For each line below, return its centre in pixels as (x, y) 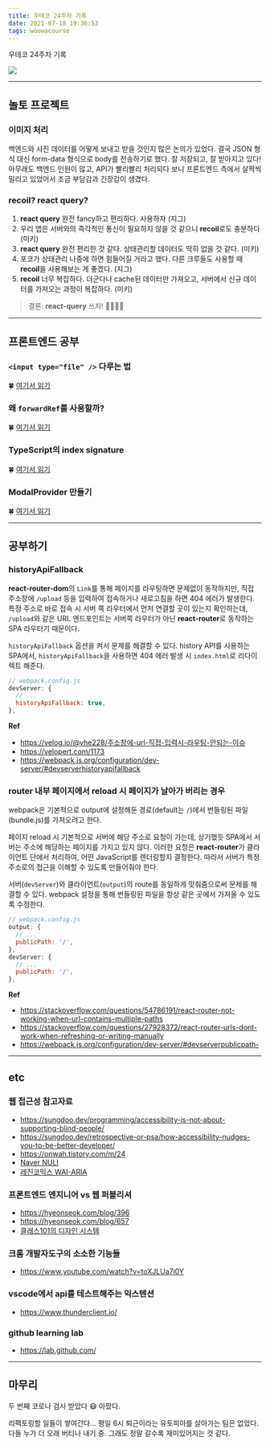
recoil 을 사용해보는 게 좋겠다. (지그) (76, 269)
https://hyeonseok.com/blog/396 (75, 1213)
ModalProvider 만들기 (50, 492)
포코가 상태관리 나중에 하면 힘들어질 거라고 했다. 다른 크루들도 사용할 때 (131, 259)
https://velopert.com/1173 (62, 751)
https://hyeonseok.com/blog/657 (75, 1222)
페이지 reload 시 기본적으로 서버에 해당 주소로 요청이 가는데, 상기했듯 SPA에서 (131, 837)
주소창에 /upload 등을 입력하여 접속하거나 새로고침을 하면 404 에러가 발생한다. (132, 598)
